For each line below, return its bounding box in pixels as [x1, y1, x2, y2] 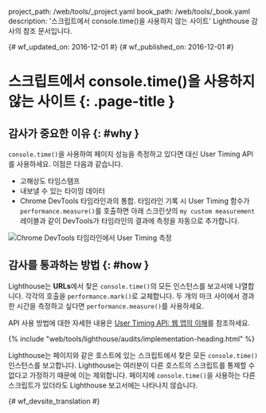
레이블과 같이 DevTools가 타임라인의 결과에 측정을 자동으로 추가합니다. [19, 216, 241, 226]
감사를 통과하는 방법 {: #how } [8, 258, 150, 272]
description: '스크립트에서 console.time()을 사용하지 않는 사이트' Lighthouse [8, 16, 250, 26]
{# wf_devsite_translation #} [8, 396, 100, 406]
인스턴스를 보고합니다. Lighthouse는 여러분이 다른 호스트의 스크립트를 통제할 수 [8, 360, 256, 370]
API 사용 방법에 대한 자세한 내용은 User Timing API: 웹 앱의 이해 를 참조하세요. [8, 318, 251, 328]
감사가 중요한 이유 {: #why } [8, 127, 139, 140]
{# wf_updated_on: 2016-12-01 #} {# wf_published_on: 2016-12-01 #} [8, 42, 235, 51]
